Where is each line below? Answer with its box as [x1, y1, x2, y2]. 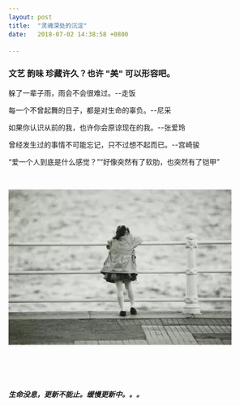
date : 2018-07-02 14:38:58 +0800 [8, 30, 129, 38]
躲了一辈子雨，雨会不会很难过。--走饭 [8, 88, 136, 97]
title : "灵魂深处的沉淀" [8, 21, 88, 30]
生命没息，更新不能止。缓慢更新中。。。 [8, 390, 144, 400]
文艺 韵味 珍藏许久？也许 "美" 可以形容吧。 [8, 68, 176, 79]
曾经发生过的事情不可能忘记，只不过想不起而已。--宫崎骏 [8, 139, 200, 149]
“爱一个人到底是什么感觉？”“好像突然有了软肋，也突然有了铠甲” [8, 156, 221, 166]
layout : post [8, 13, 53, 21]
